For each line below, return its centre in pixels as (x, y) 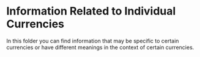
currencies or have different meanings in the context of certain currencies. (100, 47)
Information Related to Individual (91, 11)
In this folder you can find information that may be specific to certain (93, 41)
